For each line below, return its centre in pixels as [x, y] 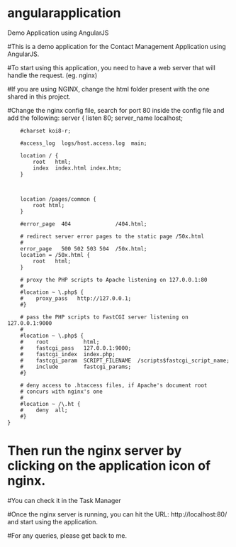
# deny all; [44, 410]
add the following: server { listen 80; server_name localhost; [95, 118]
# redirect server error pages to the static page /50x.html [112, 236]
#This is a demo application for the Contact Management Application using [117, 46]
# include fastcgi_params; [76, 367]
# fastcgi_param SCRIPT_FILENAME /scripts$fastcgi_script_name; [125, 360]
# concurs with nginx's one [61, 392]
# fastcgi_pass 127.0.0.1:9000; [76, 348]
